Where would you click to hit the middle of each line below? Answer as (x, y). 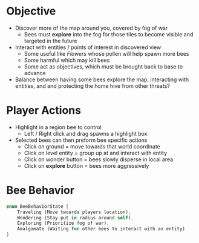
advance (35, 73)
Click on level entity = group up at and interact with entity (96, 153)
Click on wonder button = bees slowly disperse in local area (99, 159)
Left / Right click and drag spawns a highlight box (86, 133)
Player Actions (44, 111)
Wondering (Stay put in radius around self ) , (76, 218)
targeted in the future (51, 41)
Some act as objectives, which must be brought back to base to (103, 66)
